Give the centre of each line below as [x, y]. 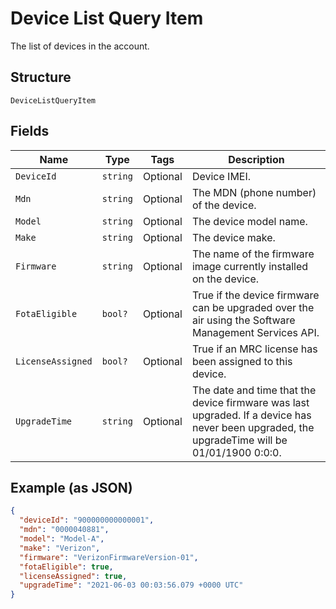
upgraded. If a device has [251, 415]
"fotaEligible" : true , [66, 567]
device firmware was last [250, 402]
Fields [30, 131]
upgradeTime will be [239, 440]
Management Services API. [255, 332]
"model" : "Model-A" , [62, 539]
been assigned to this [242, 361]
